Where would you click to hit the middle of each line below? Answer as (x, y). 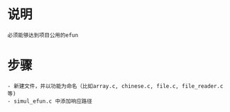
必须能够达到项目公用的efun (43, 35)
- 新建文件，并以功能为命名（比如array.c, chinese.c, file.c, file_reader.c (115, 86)
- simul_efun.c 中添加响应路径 (50, 101)
